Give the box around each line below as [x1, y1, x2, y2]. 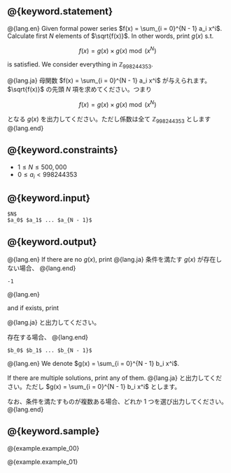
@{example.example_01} [7, 458, 78, 466]
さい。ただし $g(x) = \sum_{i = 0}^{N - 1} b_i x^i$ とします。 [7, 382, 181, 390]
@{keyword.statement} [7, 6, 113, 17]
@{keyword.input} [7, 192, 91, 204]
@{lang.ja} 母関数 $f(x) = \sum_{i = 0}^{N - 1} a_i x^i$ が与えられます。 [7, 76, 211, 85]
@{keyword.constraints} [7, 144, 118, 156]
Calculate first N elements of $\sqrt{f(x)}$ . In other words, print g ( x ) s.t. [7, 31, 214, 40]
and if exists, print [7, 304, 59, 312]
